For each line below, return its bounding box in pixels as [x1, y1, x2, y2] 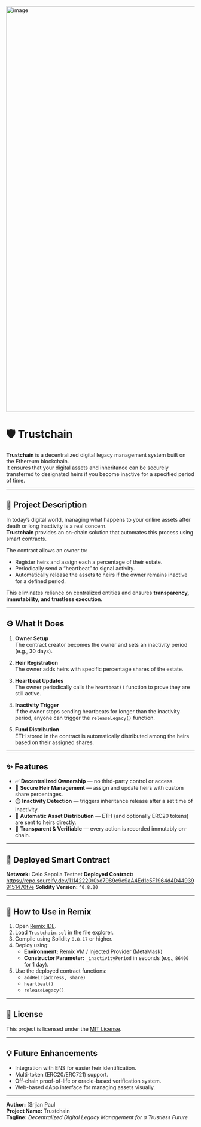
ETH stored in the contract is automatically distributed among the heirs [14, 732, 190, 739]
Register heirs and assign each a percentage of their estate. [14, 558, 163, 566]
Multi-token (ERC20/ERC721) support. [14, 1070, 109, 1078]
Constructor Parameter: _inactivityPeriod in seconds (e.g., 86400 [23, 954, 189, 961]
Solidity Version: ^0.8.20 [35, 884, 98, 891]
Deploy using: [14, 942, 49, 948]
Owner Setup [14, 634, 49, 642]
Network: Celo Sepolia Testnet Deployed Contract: [6, 871, 133, 878]
